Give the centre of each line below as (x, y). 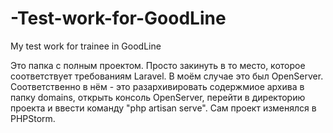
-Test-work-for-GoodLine (118, 18)
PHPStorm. (33, 118)
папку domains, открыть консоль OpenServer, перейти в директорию (158, 97)
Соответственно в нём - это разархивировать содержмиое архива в (157, 86)
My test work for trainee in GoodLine (86, 46)
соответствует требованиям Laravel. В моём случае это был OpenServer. (167, 76)
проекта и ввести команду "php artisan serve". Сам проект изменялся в (163, 108)
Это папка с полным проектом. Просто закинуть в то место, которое (158, 65)
